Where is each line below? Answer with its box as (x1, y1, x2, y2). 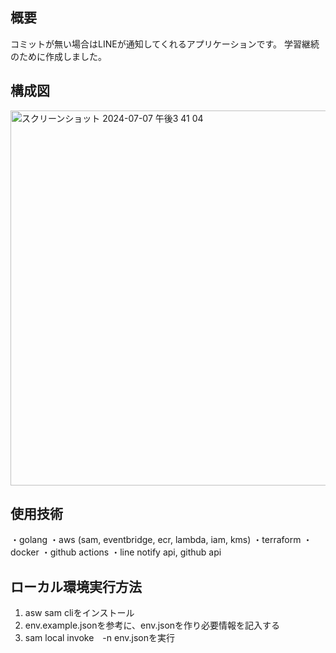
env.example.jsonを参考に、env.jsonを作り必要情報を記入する (24, 619, 281, 632)
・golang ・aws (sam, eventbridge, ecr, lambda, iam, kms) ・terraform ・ (10, 534, 313, 546)
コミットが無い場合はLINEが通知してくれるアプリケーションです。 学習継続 (10, 38, 320, 50)
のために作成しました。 (10, 50, 107, 62)
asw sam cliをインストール (24, 607, 135, 619)
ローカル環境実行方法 (10, 578, 142, 595)
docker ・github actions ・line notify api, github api (10, 546, 222, 558)
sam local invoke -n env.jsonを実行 (24, 632, 175, 644)
